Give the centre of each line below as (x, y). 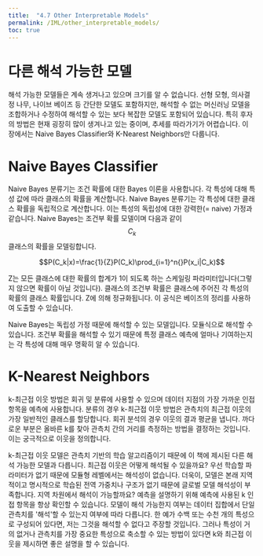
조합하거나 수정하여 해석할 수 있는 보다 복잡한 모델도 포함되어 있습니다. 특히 (123, 114)
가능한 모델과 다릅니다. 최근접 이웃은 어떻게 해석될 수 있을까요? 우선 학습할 (130, 465)
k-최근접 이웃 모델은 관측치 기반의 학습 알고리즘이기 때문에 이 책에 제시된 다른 (126, 455)
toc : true (24, 30)
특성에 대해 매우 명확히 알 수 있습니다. (82, 344)
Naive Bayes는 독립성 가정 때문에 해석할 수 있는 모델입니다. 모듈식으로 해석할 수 (131, 325)
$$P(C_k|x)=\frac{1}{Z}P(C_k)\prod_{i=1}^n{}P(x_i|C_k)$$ (132, 262)
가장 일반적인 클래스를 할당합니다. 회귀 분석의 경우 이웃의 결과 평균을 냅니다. (124, 418)
